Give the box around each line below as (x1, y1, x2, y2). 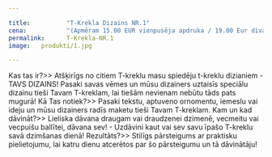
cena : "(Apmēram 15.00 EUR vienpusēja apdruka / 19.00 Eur (8, 26, 249, 35)
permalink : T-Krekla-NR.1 (8, 34, 114, 42)
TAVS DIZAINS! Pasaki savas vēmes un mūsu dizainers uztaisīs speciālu (8, 79, 249, 89)
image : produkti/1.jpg (8, 41, 92, 49)
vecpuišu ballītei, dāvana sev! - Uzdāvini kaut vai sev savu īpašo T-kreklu (8, 122, 253, 132)
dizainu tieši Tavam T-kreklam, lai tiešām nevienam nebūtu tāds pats (8, 88, 236, 98)
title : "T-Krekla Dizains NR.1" (8, 19, 151, 27)
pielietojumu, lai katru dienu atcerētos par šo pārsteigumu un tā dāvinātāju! (8, 139, 257, 150)
